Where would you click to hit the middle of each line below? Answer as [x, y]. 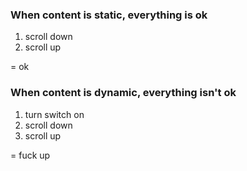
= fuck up [30, 155]
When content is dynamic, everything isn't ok [123, 93]
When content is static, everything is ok [109, 15]
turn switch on [54, 114]
